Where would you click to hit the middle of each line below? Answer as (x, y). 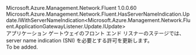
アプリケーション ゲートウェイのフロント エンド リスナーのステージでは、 (95, 33)
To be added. (22, 47)
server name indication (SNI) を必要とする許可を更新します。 (80, 41)
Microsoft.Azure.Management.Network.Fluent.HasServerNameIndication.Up (98, 14)
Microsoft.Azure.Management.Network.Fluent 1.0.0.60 (71, 8)
